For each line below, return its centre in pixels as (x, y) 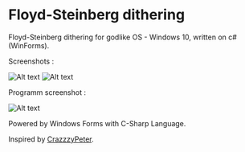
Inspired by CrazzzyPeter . (51, 139)
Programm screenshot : (47, 92)
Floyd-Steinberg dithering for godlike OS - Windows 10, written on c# (122, 37)
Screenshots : (31, 61)
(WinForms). (29, 45)
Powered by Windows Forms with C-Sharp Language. (97, 123)
